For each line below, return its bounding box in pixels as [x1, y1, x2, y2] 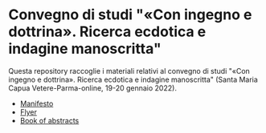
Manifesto [19, 99, 54, 108]
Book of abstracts [19, 115, 80, 125]
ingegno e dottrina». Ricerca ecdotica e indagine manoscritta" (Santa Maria [8, 75, 259, 84]
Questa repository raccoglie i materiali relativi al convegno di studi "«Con [8, 66, 251, 75]
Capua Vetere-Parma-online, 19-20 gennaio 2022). [8, 83, 177, 93]
